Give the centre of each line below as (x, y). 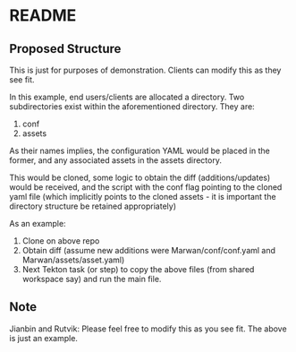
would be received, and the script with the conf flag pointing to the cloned (146, 187)
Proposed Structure (65, 49)
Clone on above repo (61, 241)
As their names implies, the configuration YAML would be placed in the (140, 150)
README (43, 16)
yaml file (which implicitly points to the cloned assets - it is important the (143, 197)
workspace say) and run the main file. (92, 279)
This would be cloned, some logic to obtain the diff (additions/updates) (140, 177)
